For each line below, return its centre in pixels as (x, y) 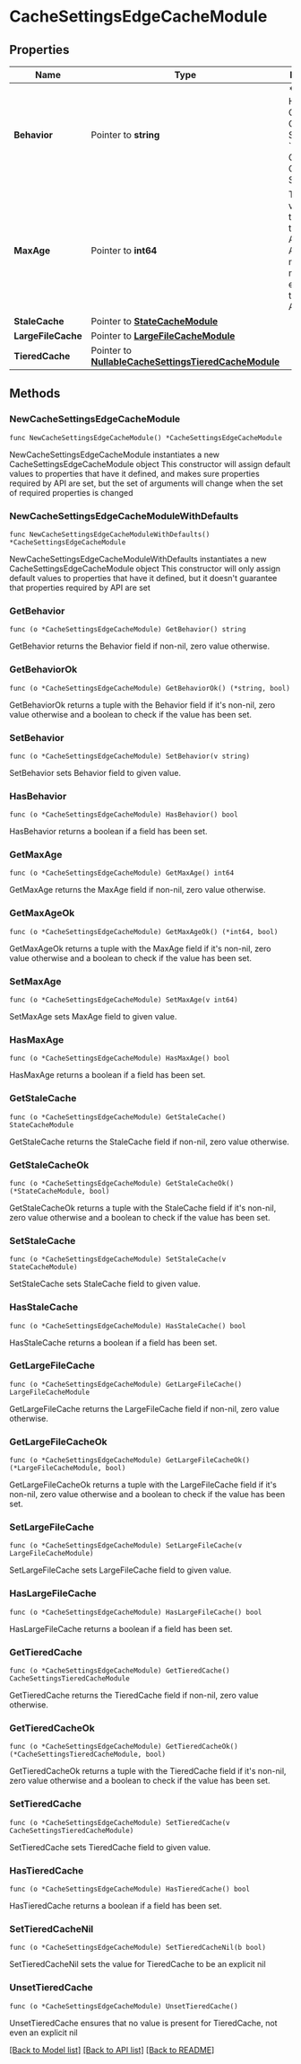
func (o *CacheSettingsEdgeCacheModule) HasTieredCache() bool (130, 1889)
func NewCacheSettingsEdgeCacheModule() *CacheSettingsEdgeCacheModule (146, 437)
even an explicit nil (43, 2033)
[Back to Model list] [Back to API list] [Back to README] (112, 2050)
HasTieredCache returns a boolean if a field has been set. (116, 1905)
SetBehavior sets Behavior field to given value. (95, 772)
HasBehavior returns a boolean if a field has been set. (108, 832)
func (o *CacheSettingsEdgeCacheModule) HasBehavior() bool (124, 815)
